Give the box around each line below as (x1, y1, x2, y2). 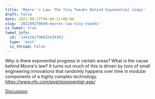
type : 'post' (9, 40, 37, 45)
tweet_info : (5, 30, 30, 35)
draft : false (5, 12, 32, 17)
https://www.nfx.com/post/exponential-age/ (5, 79, 96, 85)
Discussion (5, 88, 28, 94)
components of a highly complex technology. (5, 73, 98, 79)
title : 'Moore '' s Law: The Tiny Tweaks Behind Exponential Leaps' (5, 7, 146, 12)
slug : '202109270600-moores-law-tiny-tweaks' (5, 21, 101, 26)
